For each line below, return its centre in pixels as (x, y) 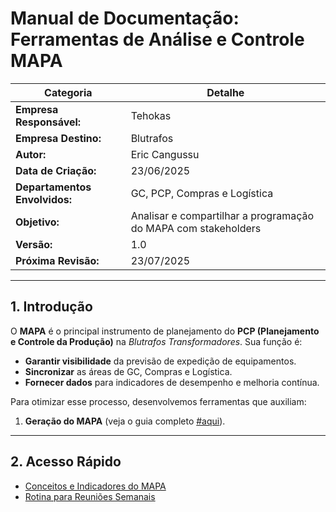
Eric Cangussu (165, 154)
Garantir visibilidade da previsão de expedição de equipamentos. (160, 361)
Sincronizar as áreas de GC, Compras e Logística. (128, 371)
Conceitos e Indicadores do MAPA (95, 486)
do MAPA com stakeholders (196, 228)
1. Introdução (51, 307)
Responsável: (48, 122)
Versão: (34, 244)
